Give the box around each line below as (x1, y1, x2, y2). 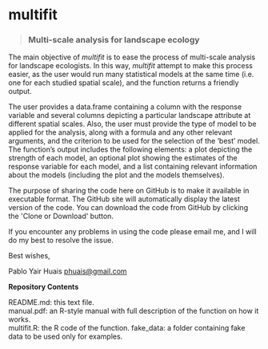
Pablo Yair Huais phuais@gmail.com (8, 266, 127, 276)
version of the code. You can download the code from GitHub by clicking (8, 203, 249, 213)
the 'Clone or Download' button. (8, 211, 114, 221)
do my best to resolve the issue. (8, 235, 114, 246)
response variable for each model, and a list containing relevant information (8, 162, 258, 172)
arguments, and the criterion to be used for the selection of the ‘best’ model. (8, 136, 260, 146)
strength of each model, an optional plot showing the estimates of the (8, 153, 238, 163)
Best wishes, (8, 251, 50, 261)
